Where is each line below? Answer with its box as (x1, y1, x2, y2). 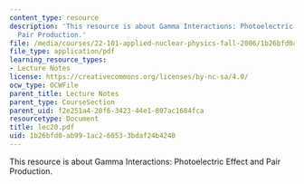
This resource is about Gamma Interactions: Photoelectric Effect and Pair (9, 156, 281, 167)
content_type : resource (9, 13, 100, 23)
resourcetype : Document (9, 114, 100, 123)
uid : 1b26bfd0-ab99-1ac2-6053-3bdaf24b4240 (9, 131, 176, 140)
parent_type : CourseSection (9, 97, 116, 107)
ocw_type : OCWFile (9, 81, 79, 90)
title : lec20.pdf (9, 123, 75, 132)
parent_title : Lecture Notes (9, 89, 119, 98)
